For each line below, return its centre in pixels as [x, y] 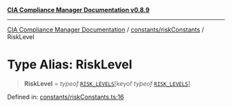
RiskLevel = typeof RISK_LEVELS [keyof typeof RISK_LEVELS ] [107, 83]
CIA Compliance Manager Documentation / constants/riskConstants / [106, 29]
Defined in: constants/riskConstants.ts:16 [66, 97]
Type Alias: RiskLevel [70, 65]
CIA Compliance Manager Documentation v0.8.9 [78, 10]
